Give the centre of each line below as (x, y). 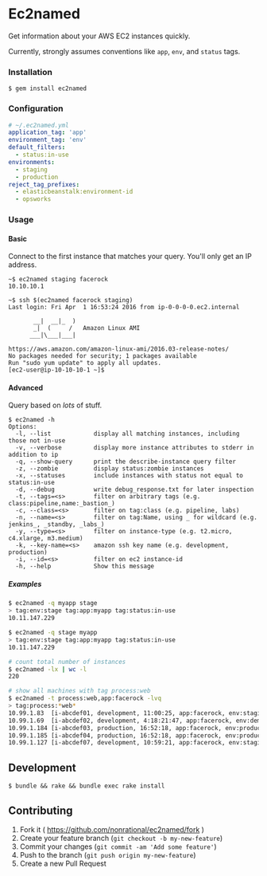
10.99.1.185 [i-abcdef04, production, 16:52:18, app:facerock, (115, 735)
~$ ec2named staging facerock (58, 280)
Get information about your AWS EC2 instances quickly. (99, 36)
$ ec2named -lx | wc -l (48, 669)
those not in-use (37, 441)
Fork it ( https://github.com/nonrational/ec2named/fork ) (112, 829)
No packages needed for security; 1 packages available (103, 356)
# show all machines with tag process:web (79, 691)
